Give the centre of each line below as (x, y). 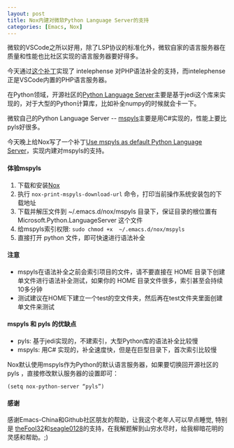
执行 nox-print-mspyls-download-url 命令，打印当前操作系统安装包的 (117, 194)
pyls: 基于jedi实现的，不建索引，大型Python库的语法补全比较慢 (108, 341)
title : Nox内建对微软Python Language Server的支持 (78, 20)
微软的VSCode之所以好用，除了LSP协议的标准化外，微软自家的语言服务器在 (116, 48)
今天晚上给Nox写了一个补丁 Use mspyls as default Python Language (105, 142)
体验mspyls (24, 168)
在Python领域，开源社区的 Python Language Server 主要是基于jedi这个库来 (114, 94)
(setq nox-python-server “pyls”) (56, 386)
